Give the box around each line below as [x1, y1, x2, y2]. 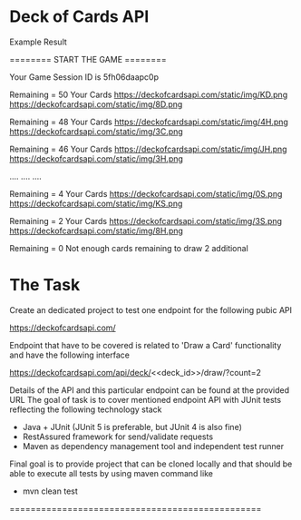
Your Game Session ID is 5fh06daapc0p [9, 71, 159, 83]
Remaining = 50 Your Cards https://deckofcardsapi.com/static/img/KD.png [9, 89, 288, 100]
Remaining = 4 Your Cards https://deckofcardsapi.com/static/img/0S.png [9, 188, 283, 199]
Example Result [9, 36, 68, 47]
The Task [9, 275, 81, 296]
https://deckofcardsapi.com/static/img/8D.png [9, 98, 183, 110]
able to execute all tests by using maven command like [9, 467, 213, 478]
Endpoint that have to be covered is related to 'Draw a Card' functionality [9, 339, 282, 350]
